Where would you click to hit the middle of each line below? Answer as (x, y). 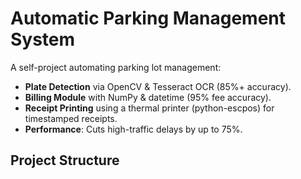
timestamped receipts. (71, 118)
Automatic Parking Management (148, 18)
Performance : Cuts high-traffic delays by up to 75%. (133, 129)
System (43, 39)
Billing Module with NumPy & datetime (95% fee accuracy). (148, 97)
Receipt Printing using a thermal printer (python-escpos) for (149, 108)
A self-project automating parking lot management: (116, 67)
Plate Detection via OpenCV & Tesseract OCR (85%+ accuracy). (158, 86)
